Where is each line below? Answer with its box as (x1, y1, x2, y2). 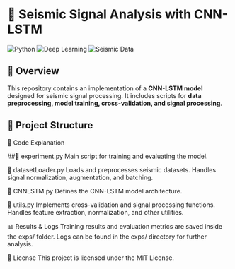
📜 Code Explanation (7, 138, 65, 147)
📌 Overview (7, 65, 59, 77)
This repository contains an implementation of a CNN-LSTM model (7, 84, 203, 92)
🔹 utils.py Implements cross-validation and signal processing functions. (7, 201, 216, 209)
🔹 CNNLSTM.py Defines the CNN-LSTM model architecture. (7, 186, 183, 195)
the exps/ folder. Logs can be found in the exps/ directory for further (7, 232, 207, 241)
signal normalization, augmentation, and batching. (7, 173, 154, 181)
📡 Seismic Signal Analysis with (7, 6, 192, 23)
